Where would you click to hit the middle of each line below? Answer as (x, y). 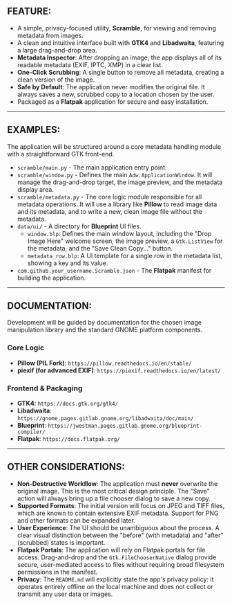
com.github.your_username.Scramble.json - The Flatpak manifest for (114, 270)
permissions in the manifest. (57, 572)
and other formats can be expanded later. (76, 520)
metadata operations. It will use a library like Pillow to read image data (117, 204)
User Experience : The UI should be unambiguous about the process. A (118, 527)
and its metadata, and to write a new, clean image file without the (109, 211)
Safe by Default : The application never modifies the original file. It (111, 87)
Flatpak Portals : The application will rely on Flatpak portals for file (111, 550)
